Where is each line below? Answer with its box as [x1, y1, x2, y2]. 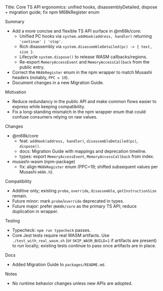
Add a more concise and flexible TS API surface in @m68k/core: [12, 28, 142, 34]
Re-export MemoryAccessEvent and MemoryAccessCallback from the [19, 59, 150, 65]
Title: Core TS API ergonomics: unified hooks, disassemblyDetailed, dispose [5, 4, 158, 10]
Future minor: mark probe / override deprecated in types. [12, 198, 124, 204]
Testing [5, 218, 20, 223]
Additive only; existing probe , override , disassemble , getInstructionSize [12, 188, 157, 193]
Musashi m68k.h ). [19, 169, 54, 174]
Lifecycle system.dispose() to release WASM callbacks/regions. [19, 54, 147, 60]
